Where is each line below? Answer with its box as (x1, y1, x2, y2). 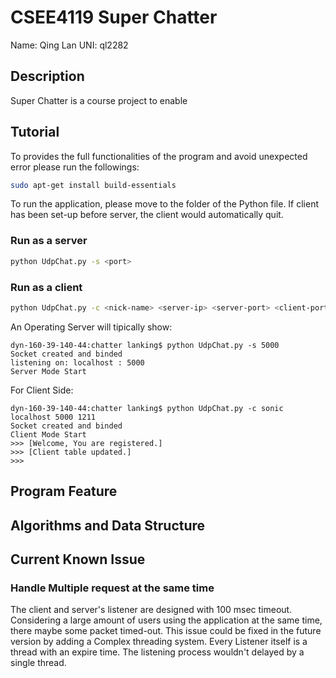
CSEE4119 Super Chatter (10, 6, 218, 29)
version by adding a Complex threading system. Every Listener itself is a (10, 636, 308, 648)
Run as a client (10, 280, 83, 294)
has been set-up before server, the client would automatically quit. (10, 209, 284, 221)
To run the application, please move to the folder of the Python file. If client (10, 198, 320, 210)
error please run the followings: (10, 161, 140, 173)
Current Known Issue (10, 551, 146, 568)
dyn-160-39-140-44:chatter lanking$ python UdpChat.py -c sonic (10, 403, 284, 413)
